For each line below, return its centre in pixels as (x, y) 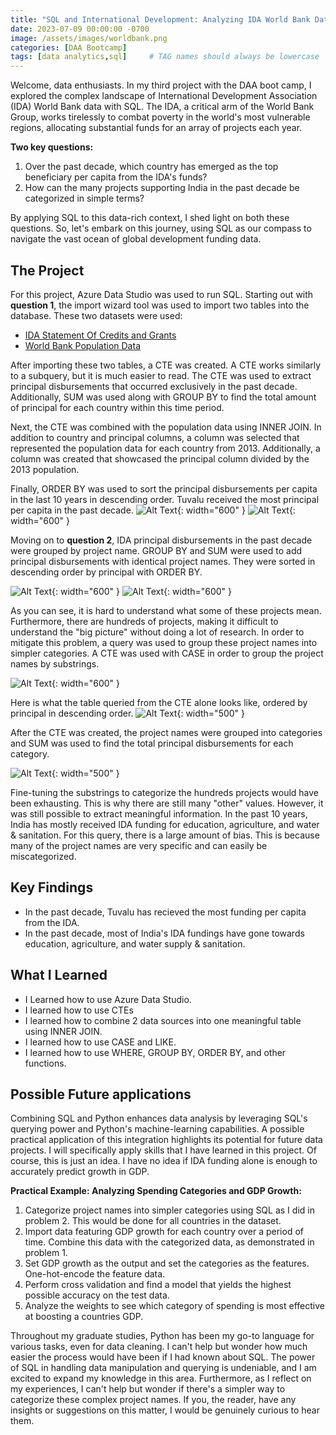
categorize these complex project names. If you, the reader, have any (153, 1400)
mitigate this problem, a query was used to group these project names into (164, 642)
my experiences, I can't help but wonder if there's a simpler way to (148, 1389)
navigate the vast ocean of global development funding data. (136, 239)
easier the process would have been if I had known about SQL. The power (163, 1357)
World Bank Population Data (82, 345)
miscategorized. (43, 856)
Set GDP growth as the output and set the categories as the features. (167, 1263)
